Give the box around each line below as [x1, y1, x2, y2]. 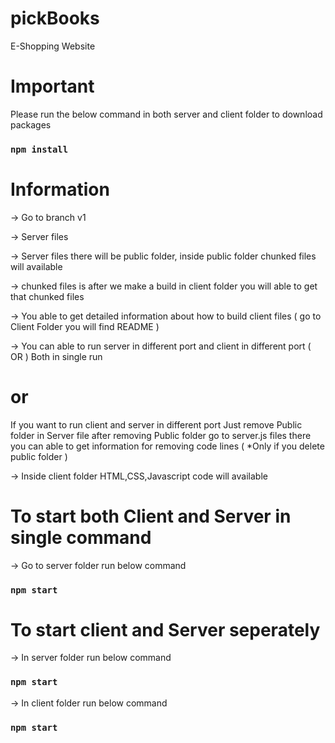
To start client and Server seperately [10, 618, 321, 641]
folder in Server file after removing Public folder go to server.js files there [10, 429, 312, 441]
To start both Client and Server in [10, 505, 292, 527]
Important [10, 75, 95, 98]
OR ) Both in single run [10, 350, 103, 362]
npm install [10, 143, 69, 155]
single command [10, 526, 152, 549]
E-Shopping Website [10, 40, 96, 52]
